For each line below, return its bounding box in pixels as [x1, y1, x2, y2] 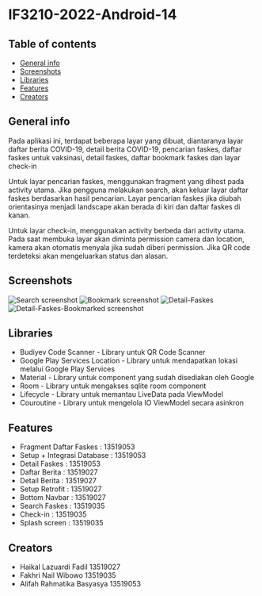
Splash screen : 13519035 [19, 518, 104, 528]
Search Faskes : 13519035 [19, 502, 105, 511]
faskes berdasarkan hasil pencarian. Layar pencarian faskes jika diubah [8, 193, 241, 203]
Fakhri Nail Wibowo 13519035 [19, 571, 116, 580]
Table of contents [8, 37, 97, 51]
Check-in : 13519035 [19, 509, 87, 519]
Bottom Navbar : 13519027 [19, 493, 107, 502]
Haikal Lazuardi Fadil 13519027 [19, 562, 121, 572]
